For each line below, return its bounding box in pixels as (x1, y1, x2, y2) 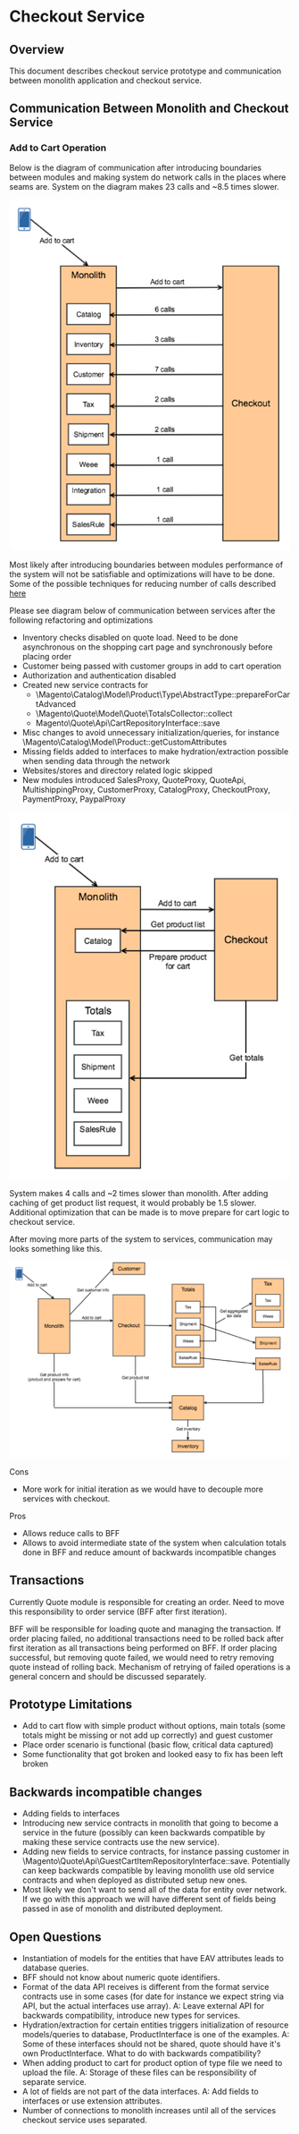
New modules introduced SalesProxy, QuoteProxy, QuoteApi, (21, 774, 247, 785)
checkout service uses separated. (21, 2114, 147, 2126)
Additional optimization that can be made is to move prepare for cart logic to (9, 1206, 290, 1218)
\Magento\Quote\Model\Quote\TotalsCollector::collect (35, 708, 233, 718)
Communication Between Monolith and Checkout (9, 101, 289, 116)
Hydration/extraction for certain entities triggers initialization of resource (21, 2019, 289, 2030)
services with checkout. (21, 1492, 111, 1504)
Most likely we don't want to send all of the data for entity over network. (21, 1884, 287, 1895)
